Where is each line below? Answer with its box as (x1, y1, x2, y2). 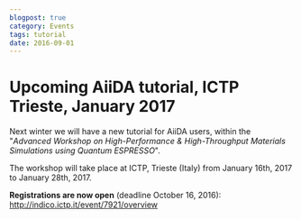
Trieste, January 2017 (9, 96, 176, 117)
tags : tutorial (9, 30, 67, 39)
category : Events (9, 22, 75, 31)
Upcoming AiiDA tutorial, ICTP (9, 78, 240, 97)
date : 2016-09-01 (9, 38, 75, 48)
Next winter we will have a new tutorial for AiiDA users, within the (9, 126, 251, 137)
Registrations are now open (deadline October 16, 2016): (9, 190, 222, 201)
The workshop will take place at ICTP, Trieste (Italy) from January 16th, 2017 (9, 163, 293, 174)
